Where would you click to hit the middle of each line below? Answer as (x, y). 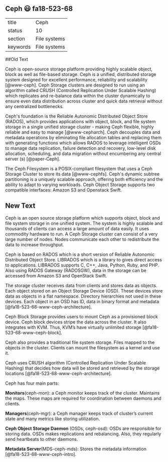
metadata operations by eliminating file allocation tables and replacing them (83, 137)
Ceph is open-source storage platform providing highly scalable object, (79, 69)
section (17, 39)
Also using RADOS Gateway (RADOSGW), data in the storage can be (76, 270)
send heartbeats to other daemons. (42, 439)
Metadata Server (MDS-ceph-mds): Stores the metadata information (76, 449)
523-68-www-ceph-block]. (34, 332)
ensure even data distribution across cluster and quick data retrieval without (84, 101)
